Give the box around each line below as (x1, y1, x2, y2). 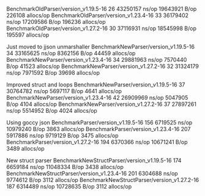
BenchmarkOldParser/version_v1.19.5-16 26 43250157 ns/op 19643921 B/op (6, 6, 197, 12)
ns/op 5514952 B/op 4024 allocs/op (6, 107, 98, 114)
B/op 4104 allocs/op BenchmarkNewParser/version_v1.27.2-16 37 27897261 (6, 100, 197, 108)
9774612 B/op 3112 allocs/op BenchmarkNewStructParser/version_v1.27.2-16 (6, 176, 199, 183)
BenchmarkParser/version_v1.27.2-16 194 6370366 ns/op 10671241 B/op (6, 138, 188, 146)
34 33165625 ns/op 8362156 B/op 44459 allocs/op (6, 50, 136, 57)
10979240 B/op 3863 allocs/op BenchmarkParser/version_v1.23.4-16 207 (6, 126, 191, 132)
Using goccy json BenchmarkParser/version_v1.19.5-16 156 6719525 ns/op (6, 119, 193, 126)
